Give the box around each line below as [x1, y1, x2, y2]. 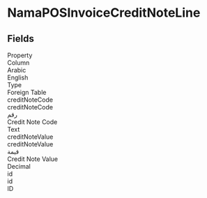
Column [7, 59, 30, 67]
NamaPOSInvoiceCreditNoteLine [7, 5, 201, 21]
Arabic [7, 66, 26, 74]
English [7, 73, 29, 82]
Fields [7, 33, 35, 45]
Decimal [7, 162, 31, 170]
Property [7, 51, 33, 59]
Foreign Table [7, 89, 47, 96]
